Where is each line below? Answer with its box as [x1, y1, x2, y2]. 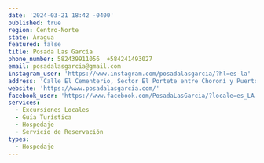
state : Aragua [8, 33, 55, 42]
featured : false [8, 41, 61, 49]
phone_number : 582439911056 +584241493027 [8, 56, 153, 63]
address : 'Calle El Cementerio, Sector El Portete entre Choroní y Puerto [8, 77, 258, 85]
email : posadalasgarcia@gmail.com [8, 63, 122, 71]
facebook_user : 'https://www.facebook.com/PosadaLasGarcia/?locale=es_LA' [8, 92, 258, 100]
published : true [8, 19, 61, 27]
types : [8, 135, 30, 143]
